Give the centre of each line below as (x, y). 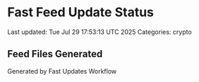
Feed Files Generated (55, 54)
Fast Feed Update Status (80, 12)
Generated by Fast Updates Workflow (62, 71)
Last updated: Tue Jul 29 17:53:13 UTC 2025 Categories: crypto (99, 32)
